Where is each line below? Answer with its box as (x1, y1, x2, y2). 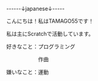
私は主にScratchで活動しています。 (6, 30, 94, 37)
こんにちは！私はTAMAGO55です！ (6, 17, 94, 25)
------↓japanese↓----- (6, 5, 65, 12)
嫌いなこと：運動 (6, 68, 49, 76)
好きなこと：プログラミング (6, 43, 76, 50)
